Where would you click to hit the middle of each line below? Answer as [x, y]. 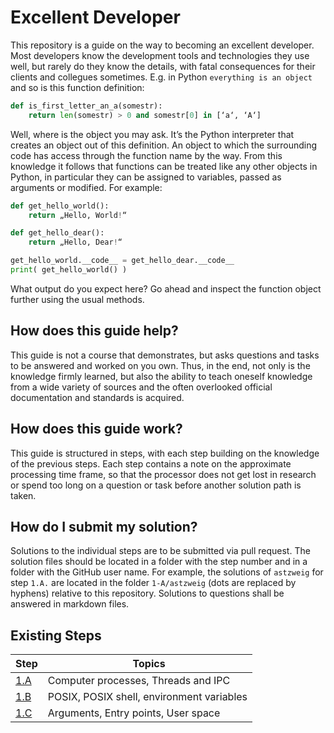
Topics [149, 664]
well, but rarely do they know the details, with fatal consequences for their [163, 66]
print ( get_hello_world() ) [69, 270]
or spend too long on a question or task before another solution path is [156, 485]
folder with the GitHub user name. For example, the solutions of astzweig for [167, 572]
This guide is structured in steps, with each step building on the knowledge [165, 453]
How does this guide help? [94, 331]
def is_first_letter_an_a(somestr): [86, 106]
